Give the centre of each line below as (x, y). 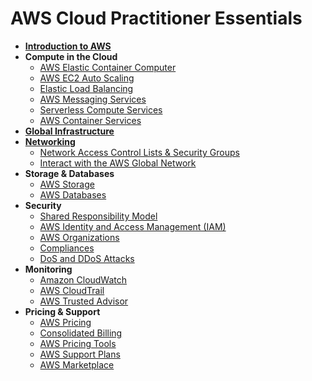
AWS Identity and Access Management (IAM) (133, 226)
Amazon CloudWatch (83, 279)
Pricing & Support (62, 311)
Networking (50, 141)
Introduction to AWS (68, 46)
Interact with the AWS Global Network (118, 163)
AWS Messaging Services (93, 99)
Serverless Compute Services (101, 109)
